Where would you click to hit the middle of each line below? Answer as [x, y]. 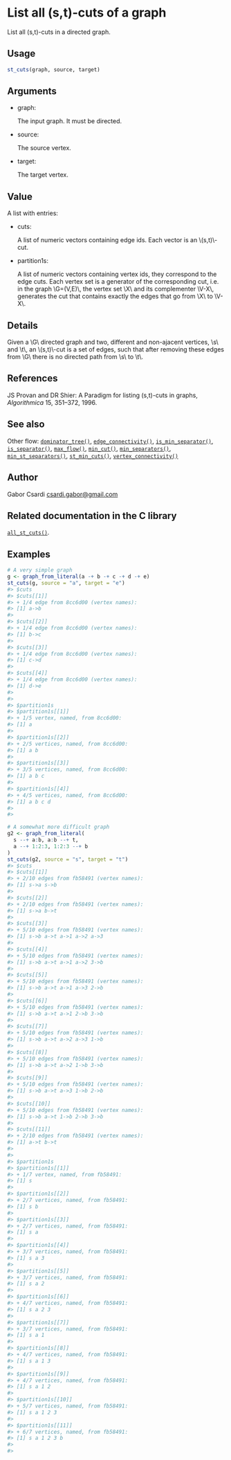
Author [22, 478]
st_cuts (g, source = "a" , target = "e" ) [66, 583]
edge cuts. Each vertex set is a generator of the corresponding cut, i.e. [118, 282]
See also [26, 425]
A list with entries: [33, 213]
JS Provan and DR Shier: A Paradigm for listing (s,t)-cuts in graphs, [103, 395]
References [33, 378]
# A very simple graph [40, 570]
